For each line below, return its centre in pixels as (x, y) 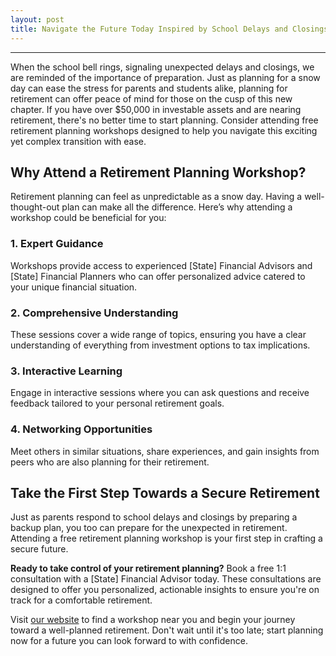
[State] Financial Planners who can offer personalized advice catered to (158, 276)
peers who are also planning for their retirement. (110, 462)
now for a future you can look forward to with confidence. (129, 641)
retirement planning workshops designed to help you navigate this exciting (164, 130)
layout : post (37, 19)
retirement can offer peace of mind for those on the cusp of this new (151, 98)
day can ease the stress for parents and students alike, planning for (149, 88)
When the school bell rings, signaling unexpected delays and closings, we (162, 67)
